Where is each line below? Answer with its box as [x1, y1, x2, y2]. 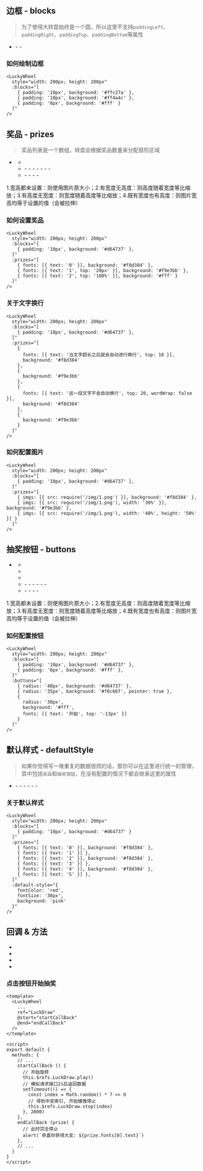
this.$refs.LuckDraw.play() [22, 1075, 94, 1081]
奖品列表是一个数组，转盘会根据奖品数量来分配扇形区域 [21, 146, 160, 154]
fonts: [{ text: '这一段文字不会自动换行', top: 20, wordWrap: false [22, 390, 193, 396]
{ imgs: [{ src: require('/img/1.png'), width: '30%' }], [17, 500, 167, 506]
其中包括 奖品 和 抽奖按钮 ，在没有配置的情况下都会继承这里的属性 [21, 770, 177, 777]
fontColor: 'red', [17, 887, 64, 893]
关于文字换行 [6, 299, 44, 307]
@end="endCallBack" [17, 1020, 67, 1026]
